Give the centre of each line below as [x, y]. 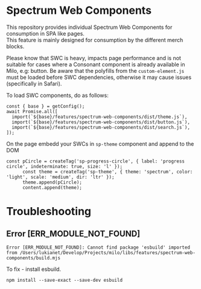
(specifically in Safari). [34, 83]
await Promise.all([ [32, 111]
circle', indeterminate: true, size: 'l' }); [64, 166]
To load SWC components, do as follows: [57, 95]
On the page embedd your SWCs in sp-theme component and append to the [100, 144]
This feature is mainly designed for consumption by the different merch [95, 40]
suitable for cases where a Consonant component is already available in [96, 64]
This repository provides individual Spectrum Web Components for [89, 27]
